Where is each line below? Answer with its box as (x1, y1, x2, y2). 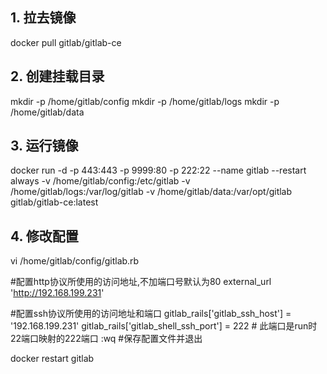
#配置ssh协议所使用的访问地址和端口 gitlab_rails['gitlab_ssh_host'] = (10, 308, 292, 320)
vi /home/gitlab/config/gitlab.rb (10, 255, 140, 267)
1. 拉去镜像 (10, 9, 77, 27)
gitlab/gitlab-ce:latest (10, 196, 99, 208)
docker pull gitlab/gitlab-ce (10, 36, 122, 48)
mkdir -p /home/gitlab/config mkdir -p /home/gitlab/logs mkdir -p (10, 95, 280, 107)
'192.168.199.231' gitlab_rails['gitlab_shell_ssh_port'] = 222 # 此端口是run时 (10, 320, 318, 332)
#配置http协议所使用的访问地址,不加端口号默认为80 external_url (10, 276, 272, 288)
